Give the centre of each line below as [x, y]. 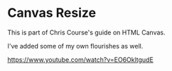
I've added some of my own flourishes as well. [75, 46]
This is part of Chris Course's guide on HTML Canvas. [86, 32]
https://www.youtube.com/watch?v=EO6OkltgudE [81, 59]
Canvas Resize [52, 13]
